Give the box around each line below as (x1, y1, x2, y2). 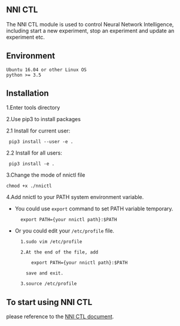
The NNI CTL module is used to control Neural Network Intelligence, (6, 20, 174, 28)
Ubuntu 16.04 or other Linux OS (6, 67, 87, 73)
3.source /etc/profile (20, 281, 77, 287)
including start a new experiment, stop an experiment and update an (6, 27, 175, 34)
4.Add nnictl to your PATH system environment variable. (6, 194, 144, 201)
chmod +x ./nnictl (6, 183, 52, 189)
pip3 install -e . (8, 161, 55, 167)
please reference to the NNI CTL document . (6, 313, 114, 320)
